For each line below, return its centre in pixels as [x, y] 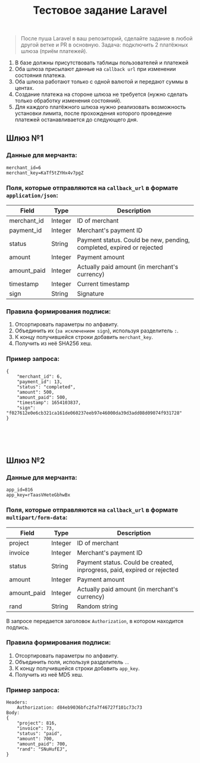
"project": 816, [37, 723]
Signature [90, 294]
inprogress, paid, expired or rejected [128, 569]
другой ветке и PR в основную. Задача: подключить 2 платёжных [104, 45]
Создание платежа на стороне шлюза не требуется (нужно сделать [101, 94]
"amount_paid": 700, [42, 744]
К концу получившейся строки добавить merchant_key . [84, 337]
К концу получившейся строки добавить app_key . [77, 668]
